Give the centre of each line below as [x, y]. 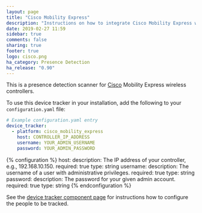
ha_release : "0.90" [31, 68]
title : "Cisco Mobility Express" [48, 17]
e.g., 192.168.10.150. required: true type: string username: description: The [98, 166]
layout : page [23, 12]
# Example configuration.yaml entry [52, 120]
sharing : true [24, 46]
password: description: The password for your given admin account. [91, 179]
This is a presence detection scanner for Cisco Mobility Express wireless [96, 85]
